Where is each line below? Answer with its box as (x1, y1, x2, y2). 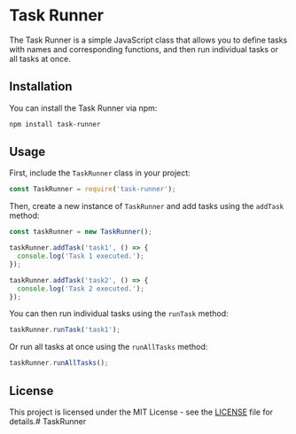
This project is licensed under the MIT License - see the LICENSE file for (9, 407, 273, 417)
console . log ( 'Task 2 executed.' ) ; (17, 284, 144, 293)
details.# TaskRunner (9, 416, 87, 426)
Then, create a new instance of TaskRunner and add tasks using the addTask (9, 201, 284, 212)
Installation (9, 79, 73, 94)
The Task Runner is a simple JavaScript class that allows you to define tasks (9, 35, 288, 45)
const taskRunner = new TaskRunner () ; (9, 228, 152, 236)
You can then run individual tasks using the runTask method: (9, 308, 229, 319)
